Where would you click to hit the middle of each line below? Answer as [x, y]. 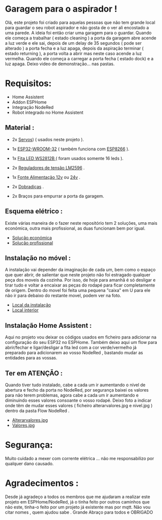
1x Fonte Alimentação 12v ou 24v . [46, 177]
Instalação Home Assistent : [49, 325]
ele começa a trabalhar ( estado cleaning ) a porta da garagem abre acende [81, 38]
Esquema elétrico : [34, 211]
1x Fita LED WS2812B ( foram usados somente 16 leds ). [68, 158]
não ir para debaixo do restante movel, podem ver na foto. [63, 296]
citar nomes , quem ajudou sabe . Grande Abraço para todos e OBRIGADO [79, 512]
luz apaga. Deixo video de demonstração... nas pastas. [60, 64]
